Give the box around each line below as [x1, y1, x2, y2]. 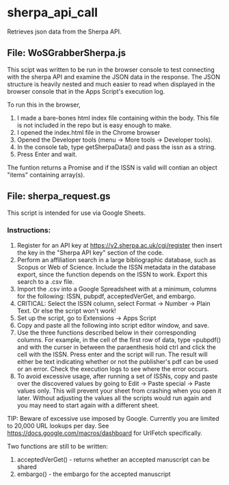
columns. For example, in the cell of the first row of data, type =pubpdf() [16, 335, 221, 343]
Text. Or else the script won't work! [16, 306, 116, 315]
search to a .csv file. [16, 277, 75, 285]
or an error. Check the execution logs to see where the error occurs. [16, 365, 210, 373]
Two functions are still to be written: [7, 442, 108, 450]
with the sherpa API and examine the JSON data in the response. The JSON [7, 73, 221, 81]
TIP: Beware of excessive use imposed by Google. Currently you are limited [7, 414, 219, 422]
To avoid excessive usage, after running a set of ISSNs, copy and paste [16, 371, 218, 380]
